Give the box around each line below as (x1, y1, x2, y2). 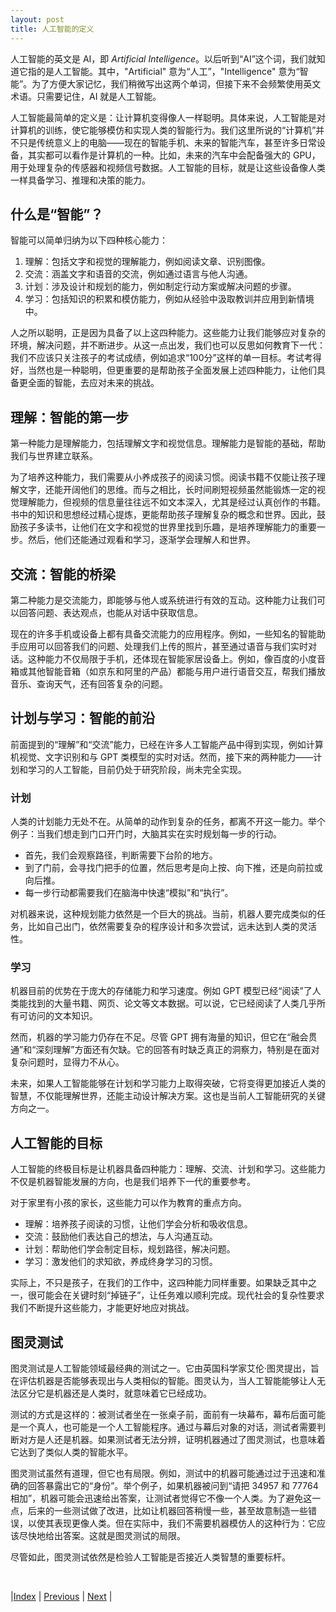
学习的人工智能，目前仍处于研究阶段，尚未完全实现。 (27, 763, 247, 775)
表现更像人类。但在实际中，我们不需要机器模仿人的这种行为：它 (53, 1517, 317, 1529)
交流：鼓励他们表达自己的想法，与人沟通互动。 (24, 1231, 218, 1243)
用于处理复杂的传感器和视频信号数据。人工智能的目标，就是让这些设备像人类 (10, 161, 326, 173)
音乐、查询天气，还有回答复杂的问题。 (10, 677, 168, 690)
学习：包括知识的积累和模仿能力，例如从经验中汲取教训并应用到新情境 (24, 293, 315, 305)
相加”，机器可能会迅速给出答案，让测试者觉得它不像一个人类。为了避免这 (10, 1492, 313, 1504)
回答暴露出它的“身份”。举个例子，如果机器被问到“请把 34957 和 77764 (27, 1479, 319, 1491)
